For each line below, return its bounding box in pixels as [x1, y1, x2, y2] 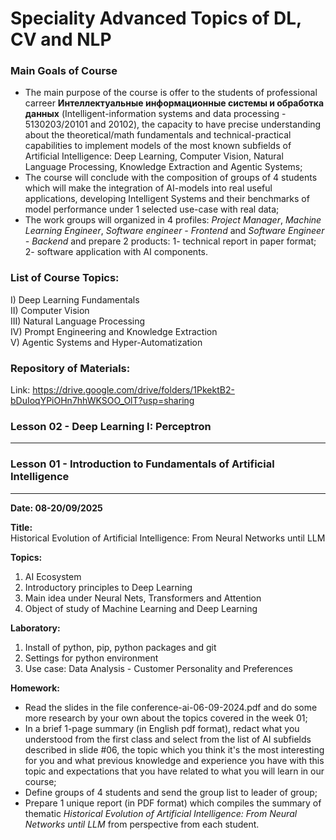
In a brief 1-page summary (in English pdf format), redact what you [24, 722, 300, 734]
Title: [10, 521, 33, 533]
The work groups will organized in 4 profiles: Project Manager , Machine [24, 214, 322, 226]
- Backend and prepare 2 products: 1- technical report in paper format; [24, 235, 317, 247]
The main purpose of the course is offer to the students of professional [24, 87, 318, 99]
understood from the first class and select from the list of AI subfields [24, 733, 312, 745]
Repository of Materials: [10, 361, 131, 375]
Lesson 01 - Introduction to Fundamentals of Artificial [10, 457, 275, 471]
